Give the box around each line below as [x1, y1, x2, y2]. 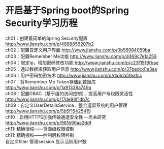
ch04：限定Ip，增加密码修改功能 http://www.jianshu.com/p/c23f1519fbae [5, 59, 159, 66]
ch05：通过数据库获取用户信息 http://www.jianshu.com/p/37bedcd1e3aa [5, 66, 157, 72]
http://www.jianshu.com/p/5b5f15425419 [5, 108, 91, 114]
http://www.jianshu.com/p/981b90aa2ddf [5, 120, 92, 126]
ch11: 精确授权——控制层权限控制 [5, 132, 75, 138]
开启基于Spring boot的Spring [5, 5, 129, 16]
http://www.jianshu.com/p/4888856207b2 [5, 41, 94, 47]
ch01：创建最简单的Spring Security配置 [5, 35, 88, 41]
